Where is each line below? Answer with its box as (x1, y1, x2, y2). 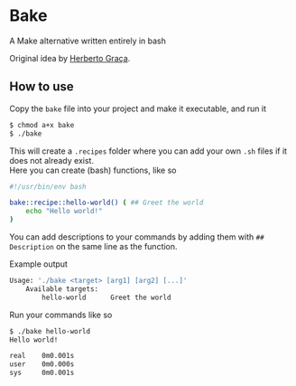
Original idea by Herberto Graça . (9, 52, 131, 63)
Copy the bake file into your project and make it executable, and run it (9, 103, 267, 114)
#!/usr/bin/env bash (9, 182, 88, 191)
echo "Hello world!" (25, 207, 103, 216)
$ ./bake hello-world (9, 326, 91, 335)
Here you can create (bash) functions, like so (9, 165, 178, 175)
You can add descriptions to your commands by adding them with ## (9, 231, 264, 242)
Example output (9, 259, 68, 269)
